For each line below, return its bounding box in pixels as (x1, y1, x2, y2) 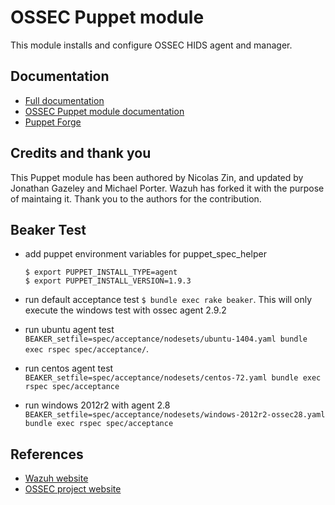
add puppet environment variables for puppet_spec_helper (24, 248, 267, 260)
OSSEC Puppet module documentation (24, 105, 185, 117)
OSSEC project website (24, 483, 122, 495)
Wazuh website (24, 472, 89, 485)
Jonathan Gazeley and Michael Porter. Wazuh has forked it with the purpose (10, 182, 325, 194)
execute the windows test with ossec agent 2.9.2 (24, 304, 227, 316)
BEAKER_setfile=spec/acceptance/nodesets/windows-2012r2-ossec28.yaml (24, 410, 326, 420)
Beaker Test (10, 221, 87, 238)
